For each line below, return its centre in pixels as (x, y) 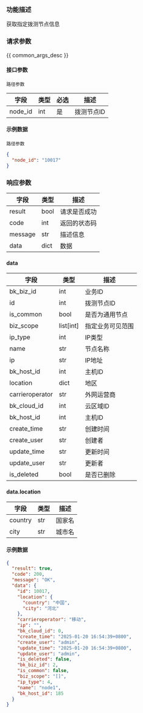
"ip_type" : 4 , (35, 682)
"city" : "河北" (41, 608)
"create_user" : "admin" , (49, 642)
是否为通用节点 (106, 315)
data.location (24, 492)
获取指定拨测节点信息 (33, 24)
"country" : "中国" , (46, 603)
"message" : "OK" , (34, 580)
